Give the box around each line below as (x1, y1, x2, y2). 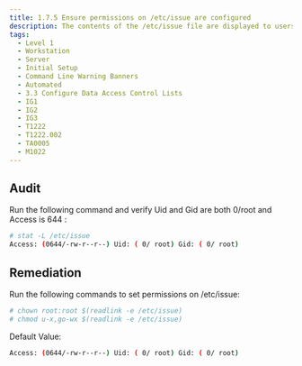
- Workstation (17, 47, 70, 56)
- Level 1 (17, 38, 54, 48)
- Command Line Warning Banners (17, 72, 139, 81)
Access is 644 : (9, 214, 67, 225)
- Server (17, 55, 50, 64)
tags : (9, 30, 30, 39)
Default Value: (9, 331, 62, 342)
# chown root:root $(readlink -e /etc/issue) (9, 307, 182, 316)
